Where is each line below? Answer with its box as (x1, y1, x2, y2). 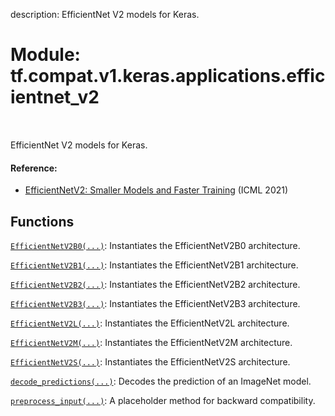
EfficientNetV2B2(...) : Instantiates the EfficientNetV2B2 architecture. (10, 278, 301, 290)
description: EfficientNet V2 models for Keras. (10, 9, 200, 20)
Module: (10, 44, 81, 66)
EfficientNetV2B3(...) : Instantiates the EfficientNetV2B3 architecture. (10, 297, 301, 309)
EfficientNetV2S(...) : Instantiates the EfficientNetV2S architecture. (10, 355, 291, 368)
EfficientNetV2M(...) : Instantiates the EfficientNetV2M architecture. (10, 336, 293, 348)
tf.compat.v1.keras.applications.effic (10, 65, 326, 88)
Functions (10, 213, 75, 230)
